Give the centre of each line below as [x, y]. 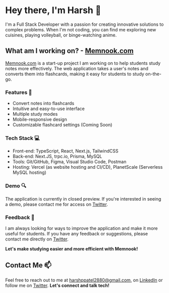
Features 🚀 [19, 92]
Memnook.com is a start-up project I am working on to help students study [83, 63]
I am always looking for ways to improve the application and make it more [81, 228]
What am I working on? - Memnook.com [69, 51]
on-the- [153, 74]
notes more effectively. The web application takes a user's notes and [77, 68]
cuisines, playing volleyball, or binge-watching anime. [61, 35]
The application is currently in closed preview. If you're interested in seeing [83, 199]
